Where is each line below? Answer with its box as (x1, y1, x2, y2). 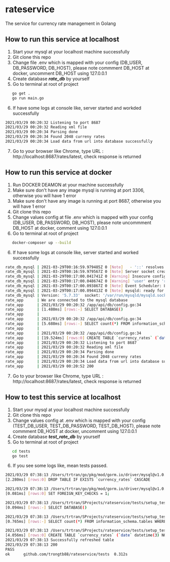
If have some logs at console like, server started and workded (12, 105, 142, 111)
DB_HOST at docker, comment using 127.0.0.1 (12, 225, 107, 231)
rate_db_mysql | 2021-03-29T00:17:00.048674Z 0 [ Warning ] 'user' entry (5, 278, 159, 284)
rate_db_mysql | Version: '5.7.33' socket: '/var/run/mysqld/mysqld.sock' (5, 293, 168, 298)
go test (12, 453, 28, 458)
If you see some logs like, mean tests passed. (12, 462, 108, 469)
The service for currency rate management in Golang (5, 20, 116, 26)
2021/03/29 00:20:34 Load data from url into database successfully (5, 139, 153, 144)
